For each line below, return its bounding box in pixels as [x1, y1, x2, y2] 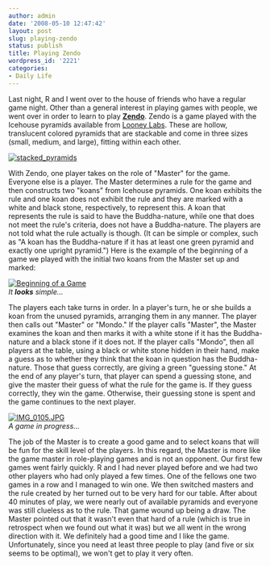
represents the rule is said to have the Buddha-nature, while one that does [8, 211, 255, 220]
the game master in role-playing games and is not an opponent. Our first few [8, 454, 263, 463]
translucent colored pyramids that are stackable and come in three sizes [8, 128, 248, 138]
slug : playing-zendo [8, 34, 78, 43]
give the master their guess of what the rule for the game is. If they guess [8, 379, 252, 389]
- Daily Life [8, 72, 52, 80]
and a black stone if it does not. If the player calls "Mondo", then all [31, 337, 255, 346]
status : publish [8, 42, 63, 50]
